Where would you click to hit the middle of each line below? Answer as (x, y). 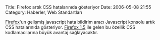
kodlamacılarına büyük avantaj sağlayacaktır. (52, 32)
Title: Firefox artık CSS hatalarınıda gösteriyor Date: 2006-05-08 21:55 (78, 7)
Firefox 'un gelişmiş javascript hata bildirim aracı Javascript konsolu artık (80, 22)
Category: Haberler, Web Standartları (44, 12)
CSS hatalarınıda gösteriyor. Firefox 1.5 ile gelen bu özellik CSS (70, 27)
